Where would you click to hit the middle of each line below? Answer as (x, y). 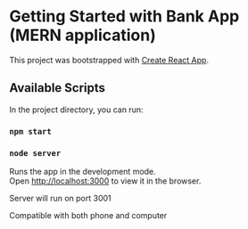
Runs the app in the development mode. (83, 171)
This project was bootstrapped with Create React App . (109, 60)
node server (35, 153)
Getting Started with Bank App (124, 16)
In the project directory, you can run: (76, 110)
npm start (30, 131)
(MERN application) (83, 35)
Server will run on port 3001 (60, 198)
